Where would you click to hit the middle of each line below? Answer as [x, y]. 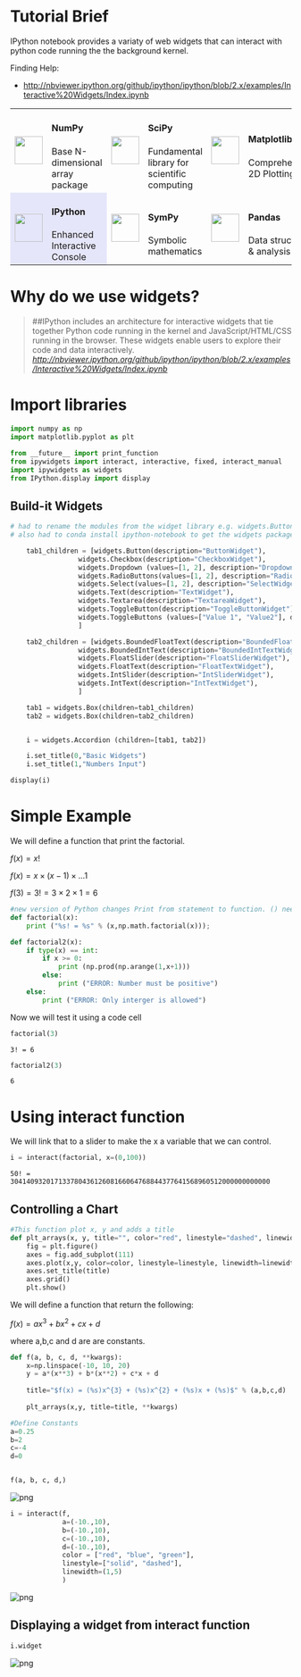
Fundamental [176, 151]
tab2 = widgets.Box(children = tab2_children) [110, 716]
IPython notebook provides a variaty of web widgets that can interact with [146, 41]
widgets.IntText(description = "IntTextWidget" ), [168, 684]
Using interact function [98, 1117]
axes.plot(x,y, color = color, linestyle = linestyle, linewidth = [144, 1263]
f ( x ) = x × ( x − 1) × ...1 [49, 876]
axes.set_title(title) [68, 1271]
